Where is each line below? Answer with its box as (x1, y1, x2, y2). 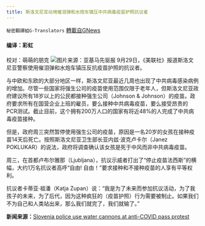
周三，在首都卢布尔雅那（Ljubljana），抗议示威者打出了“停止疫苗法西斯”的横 (6, 156, 197, 164)
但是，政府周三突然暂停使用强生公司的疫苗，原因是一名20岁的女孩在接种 (6, 128, 190, 135)
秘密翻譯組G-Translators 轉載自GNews (6, 26, 101, 34)
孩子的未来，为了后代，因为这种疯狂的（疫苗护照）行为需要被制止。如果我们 (6, 192, 199, 199)
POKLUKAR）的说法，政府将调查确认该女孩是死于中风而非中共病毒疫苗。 (6, 143, 190, 150)
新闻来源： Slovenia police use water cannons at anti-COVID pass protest (6, 213, 190, 220)
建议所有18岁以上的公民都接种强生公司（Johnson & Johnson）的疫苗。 (11, 92, 190, 100)
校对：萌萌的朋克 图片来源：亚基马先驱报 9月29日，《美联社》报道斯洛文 (6, 56, 194, 64)
